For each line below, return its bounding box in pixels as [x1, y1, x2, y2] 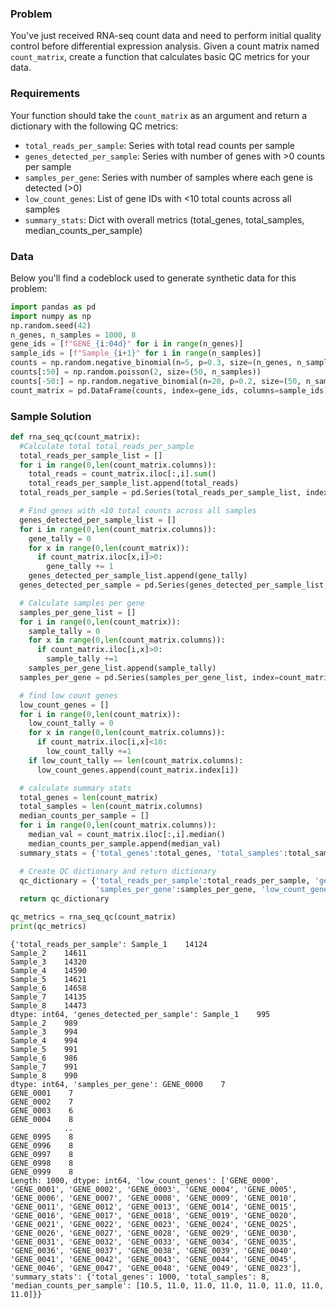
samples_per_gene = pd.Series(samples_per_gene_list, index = [19, 672, 280, 682]
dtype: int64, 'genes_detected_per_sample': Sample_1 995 [10, 1009, 271, 1019]
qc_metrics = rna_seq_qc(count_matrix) [10, 912, 177, 922]
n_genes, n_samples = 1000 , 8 [10, 330, 137, 340]
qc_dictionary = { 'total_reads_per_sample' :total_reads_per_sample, [19, 875, 311, 886]
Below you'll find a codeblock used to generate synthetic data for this [10, 272, 297, 284]
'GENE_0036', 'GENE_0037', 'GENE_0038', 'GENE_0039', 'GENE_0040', [10, 1245, 298, 1256]
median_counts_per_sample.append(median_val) [28, 838, 222, 849]
